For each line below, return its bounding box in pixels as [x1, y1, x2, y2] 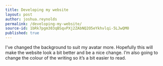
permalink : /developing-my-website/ [5, 21, 82, 26]
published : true [5, 30, 39, 35]
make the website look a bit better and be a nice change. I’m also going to [5, 49, 158, 55]
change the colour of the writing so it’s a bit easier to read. [5, 55, 126, 60]
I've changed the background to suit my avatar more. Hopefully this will [5, 44, 153, 50]
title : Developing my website [5, 7, 69, 12]
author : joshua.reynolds [5, 16, 57, 21]
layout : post [5, 12, 33, 17]
